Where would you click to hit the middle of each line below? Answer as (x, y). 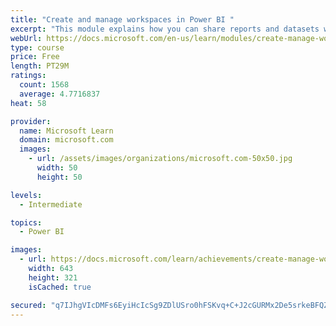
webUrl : (26, 38)
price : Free (35, 57)
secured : (28, 305)
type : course (37, 47)
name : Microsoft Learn (66, 131)
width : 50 (57, 168)
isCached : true (60, 287)
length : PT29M (40, 66)
